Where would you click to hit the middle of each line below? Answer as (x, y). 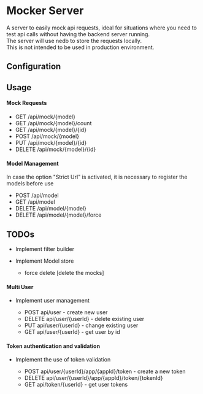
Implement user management (52, 301)
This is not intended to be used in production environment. (80, 47)
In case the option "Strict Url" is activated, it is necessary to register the (97, 177)
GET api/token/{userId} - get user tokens (76, 385)
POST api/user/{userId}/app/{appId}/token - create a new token (105, 371)
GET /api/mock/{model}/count (53, 123)
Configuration (34, 67)
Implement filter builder (45, 249)
